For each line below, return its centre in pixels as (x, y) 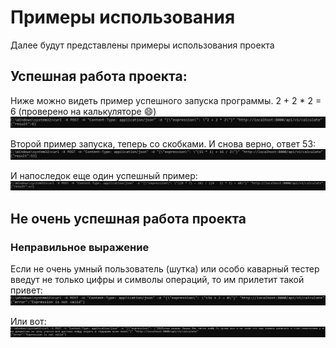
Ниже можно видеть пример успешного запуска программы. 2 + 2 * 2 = (166, 100)
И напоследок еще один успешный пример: (104, 176)
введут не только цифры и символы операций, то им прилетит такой (157, 280)
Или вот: (28, 322)
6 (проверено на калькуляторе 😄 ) (83, 111)
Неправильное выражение (80, 247)
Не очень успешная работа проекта (128, 218)
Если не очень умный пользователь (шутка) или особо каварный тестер (165, 269)
